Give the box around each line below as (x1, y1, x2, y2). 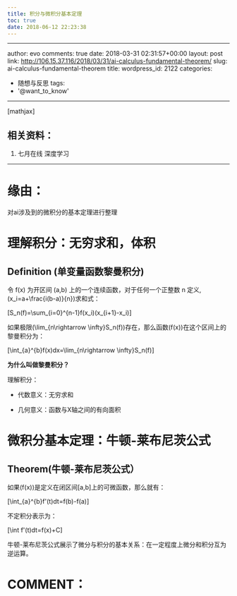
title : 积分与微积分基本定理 (7, 10, 83, 18)
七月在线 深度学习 (17, 150, 69, 158)
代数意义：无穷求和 (17, 391, 74, 399)
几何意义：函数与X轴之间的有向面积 (17, 406, 121, 414)
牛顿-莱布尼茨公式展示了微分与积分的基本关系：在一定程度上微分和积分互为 (7, 540, 227, 549)
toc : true (7, 17, 37, 24)
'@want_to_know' (17, 87, 69, 95)
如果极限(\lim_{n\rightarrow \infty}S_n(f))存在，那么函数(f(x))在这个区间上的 (7, 323, 227, 332)
